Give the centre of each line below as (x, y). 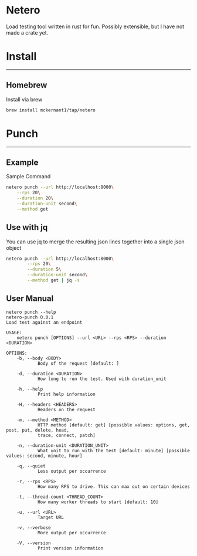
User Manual (30, 299)
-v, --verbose (34, 528)
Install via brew (24, 99)
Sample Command (28, 177)
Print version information (70, 548)
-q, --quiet (31, 466)
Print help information (66, 394)
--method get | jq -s (54, 280)
